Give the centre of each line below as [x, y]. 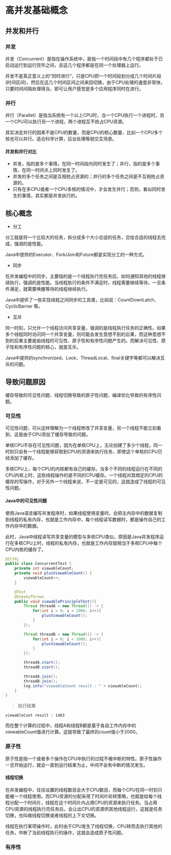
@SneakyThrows [29, 597]
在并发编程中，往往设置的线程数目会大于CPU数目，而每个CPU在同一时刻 [82, 790]
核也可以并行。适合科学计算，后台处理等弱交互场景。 [61, 139]
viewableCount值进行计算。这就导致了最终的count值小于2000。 [73, 732]
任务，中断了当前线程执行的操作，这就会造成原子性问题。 [65, 833]
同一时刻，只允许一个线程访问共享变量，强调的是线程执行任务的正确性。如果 [85, 328]
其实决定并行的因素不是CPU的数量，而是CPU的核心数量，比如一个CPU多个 [84, 133]
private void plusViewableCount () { [53, 573]
